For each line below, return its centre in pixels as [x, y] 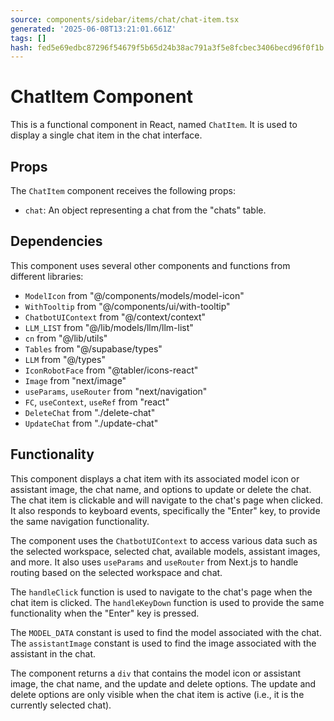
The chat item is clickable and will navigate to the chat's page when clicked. [167, 500]
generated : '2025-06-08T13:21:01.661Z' [93, 29]
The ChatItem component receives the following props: [123, 190]
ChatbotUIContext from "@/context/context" [115, 317]
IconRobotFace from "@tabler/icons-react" [111, 370]
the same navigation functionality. [80, 521]
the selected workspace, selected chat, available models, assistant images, [165, 551]
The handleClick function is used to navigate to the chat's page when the [161, 592]
